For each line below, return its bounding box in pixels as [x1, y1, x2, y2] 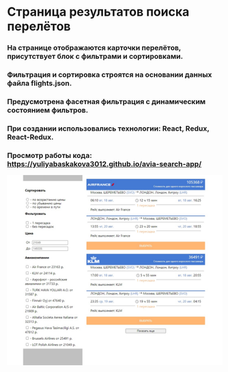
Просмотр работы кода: [7, 150, 92, 160]
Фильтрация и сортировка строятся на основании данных [7, 70, 212, 79]
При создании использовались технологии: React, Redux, [7, 124, 210, 133]
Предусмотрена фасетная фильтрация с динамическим [7, 96, 206, 106]
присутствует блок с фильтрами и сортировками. [7, 52, 184, 62]
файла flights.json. [7, 79, 72, 88]
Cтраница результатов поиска [7, 4, 190, 20]
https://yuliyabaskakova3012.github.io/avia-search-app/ [7, 159, 202, 168]
